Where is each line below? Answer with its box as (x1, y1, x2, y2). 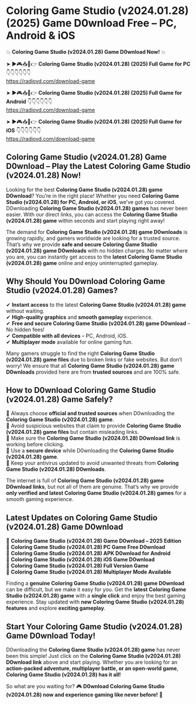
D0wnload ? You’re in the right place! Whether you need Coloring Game (6, 192, 180, 199)
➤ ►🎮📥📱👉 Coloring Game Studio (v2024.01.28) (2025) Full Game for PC (6, 60, 191, 67)
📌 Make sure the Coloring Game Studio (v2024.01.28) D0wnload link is (6, 434, 180, 442)
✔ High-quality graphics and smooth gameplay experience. (6, 313, 153, 320)
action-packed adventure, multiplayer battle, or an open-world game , (6, 665, 178, 672)
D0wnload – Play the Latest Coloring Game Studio (6, 161, 191, 171)
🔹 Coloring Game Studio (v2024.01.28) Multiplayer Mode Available (6, 568, 171, 575)
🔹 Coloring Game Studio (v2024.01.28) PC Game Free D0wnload (6, 544, 166, 551)
